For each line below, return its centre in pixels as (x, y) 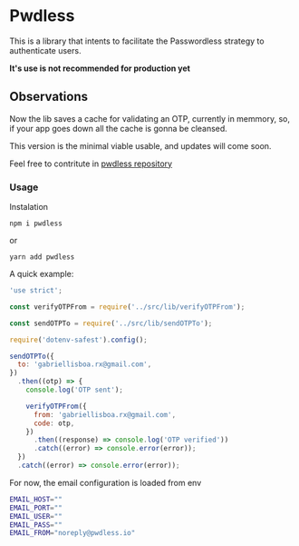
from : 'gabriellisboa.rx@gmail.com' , (105, 414)
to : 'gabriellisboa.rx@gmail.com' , (85, 364)
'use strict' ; (36, 291)
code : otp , (54, 423)
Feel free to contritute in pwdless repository (91, 164)
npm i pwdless (36, 223)
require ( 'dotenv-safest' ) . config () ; (78, 340)
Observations (49, 97)
